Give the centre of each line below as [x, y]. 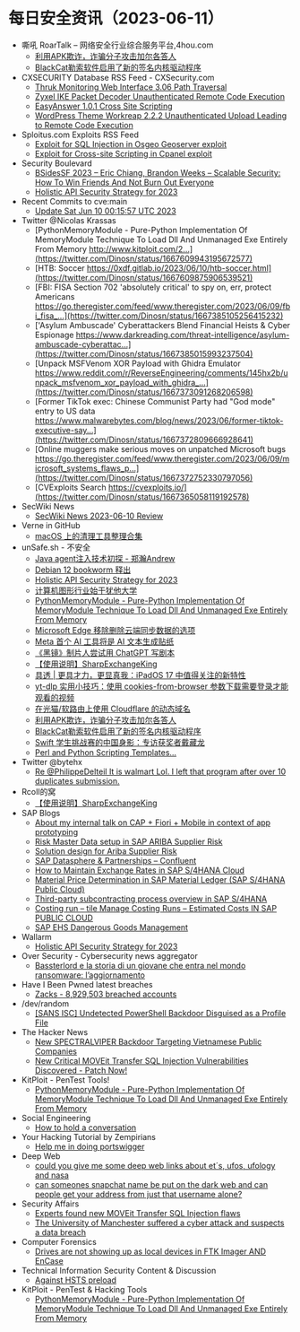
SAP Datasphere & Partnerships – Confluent [116, 860]
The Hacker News [55, 1032]
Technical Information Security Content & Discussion [119, 1270]
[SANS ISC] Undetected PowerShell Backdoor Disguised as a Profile [160, 1013]
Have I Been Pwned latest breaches [87, 984]
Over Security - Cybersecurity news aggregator [109, 955]
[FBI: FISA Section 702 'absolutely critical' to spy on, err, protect [153, 287]
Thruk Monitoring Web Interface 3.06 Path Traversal [131, 87]
